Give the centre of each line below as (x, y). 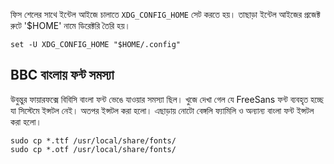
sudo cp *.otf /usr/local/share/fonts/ (93, 149)
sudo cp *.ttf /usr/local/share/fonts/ (93, 140)
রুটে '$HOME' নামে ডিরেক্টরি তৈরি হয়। (70, 25)
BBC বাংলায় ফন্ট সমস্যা (62, 75)
